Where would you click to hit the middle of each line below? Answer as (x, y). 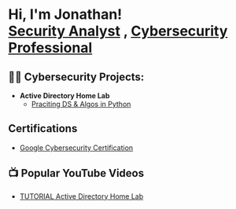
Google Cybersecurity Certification (76, 148)
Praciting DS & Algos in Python (81, 104)
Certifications (43, 128)
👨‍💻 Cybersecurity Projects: (76, 77)
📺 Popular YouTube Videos (76, 173)
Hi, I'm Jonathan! (65, 15)
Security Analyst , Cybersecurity (118, 31)
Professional (50, 48)
